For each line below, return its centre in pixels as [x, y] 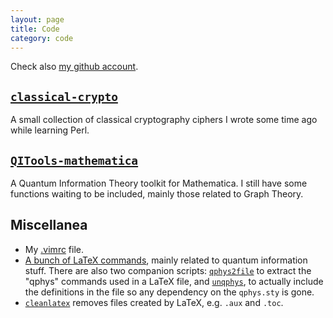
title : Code [35, 29]
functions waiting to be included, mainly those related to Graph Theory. [157, 194]
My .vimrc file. [54, 249]
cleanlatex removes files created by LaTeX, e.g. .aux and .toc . [154, 302]
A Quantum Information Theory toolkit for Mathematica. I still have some [159, 183]
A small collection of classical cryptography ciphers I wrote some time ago [164, 120]
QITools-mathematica [74, 160]
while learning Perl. [50, 130]
